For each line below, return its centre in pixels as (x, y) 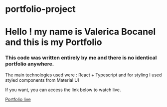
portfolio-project (40, 9)
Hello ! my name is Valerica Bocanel (81, 32)
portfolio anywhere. (30, 64)
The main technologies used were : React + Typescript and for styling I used (83, 75)
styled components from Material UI (42, 80)
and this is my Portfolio (54, 42)
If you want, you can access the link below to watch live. (63, 90)
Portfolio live (18, 99)
